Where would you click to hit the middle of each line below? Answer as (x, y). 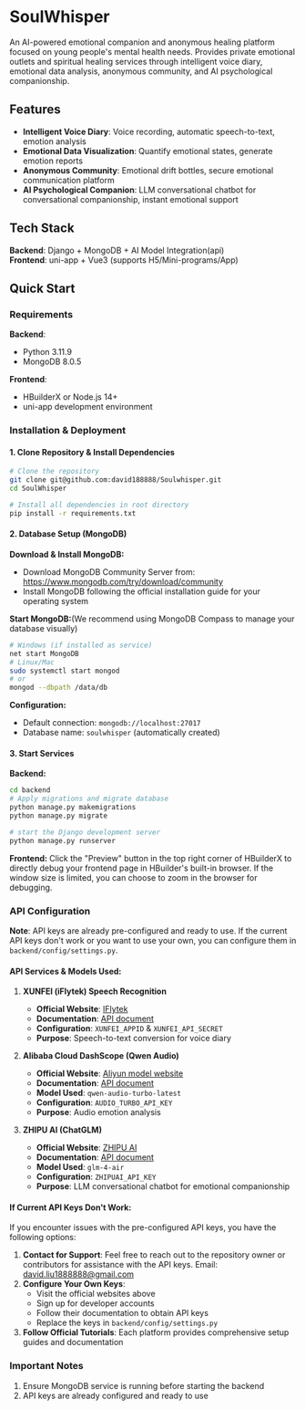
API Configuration (50, 911)
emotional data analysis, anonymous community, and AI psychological (141, 71)
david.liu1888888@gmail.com (78, 1274)
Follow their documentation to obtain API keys (122, 1313)
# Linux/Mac (32, 662)
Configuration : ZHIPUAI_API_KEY (96, 1177)
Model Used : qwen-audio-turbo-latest (109, 1093)
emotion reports (53, 161)
